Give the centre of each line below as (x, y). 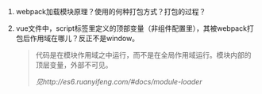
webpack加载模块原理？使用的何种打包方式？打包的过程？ (111, 11)
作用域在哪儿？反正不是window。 (85, 38)
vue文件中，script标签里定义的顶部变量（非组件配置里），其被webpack (131, 28)
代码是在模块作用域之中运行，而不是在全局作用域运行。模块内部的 (143, 55)
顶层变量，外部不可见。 (74, 65)
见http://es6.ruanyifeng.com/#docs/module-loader (119, 82)
